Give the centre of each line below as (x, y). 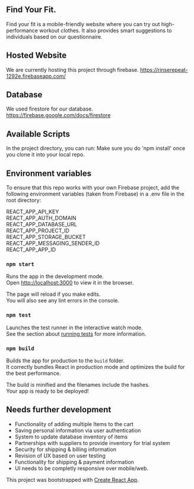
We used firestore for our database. (50, 109)
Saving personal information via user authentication (78, 430)
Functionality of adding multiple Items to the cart (74, 424)
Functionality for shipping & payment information (74, 462)
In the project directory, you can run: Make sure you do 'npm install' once (96, 149)
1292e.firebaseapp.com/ (36, 76)
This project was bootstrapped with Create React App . (73, 479)
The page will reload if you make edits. (53, 294)
